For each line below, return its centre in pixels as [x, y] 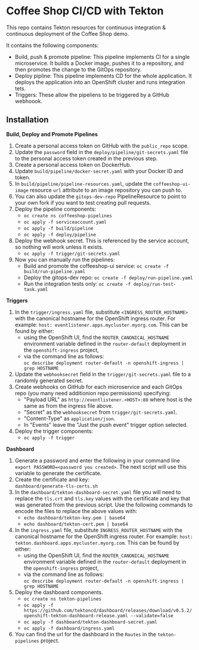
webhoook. [29, 101]
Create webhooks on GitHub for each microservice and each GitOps [99, 387]
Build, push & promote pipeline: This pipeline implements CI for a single [102, 57]
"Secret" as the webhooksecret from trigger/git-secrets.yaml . [100, 412]
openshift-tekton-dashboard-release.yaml [76, 615]
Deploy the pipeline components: [55, 209]
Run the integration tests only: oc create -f [77, 283]
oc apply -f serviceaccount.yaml [65, 222]
